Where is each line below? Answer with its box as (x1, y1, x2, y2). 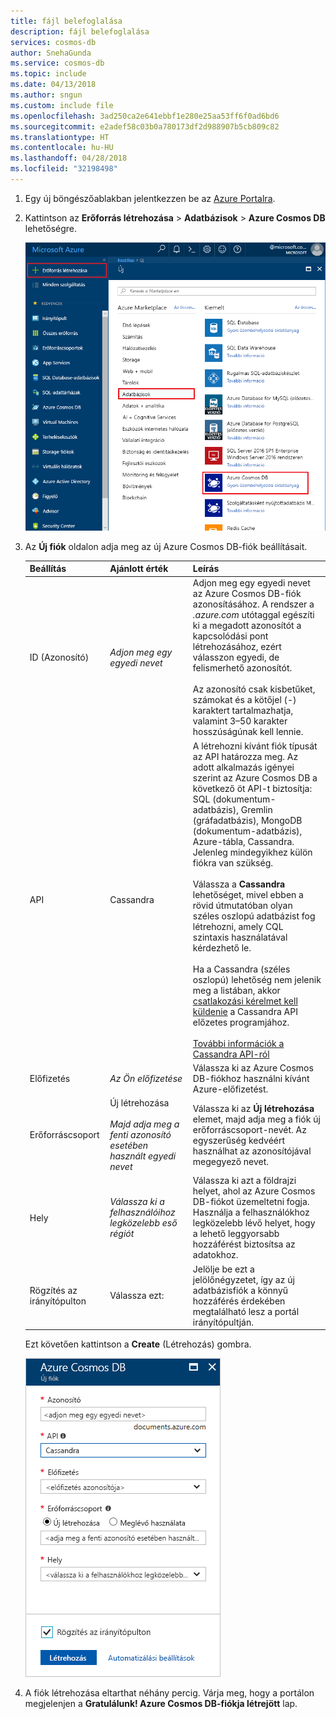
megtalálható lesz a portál (192, 1305, 300, 1317)
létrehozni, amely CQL (192, 920, 284, 932)
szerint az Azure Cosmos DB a (192, 771, 318, 784)
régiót (109, 1228, 135, 1240)
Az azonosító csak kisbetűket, (192, 683, 316, 695)
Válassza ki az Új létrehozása (192, 1102, 315, 1114)
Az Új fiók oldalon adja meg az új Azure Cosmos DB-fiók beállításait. (24, 540, 308, 552)
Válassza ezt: (109, 1290, 165, 1301)
